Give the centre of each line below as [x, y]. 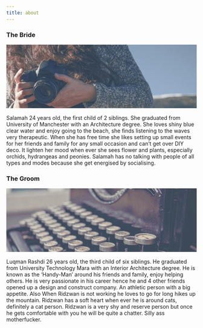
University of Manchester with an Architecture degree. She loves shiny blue [100, 124]
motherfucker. [24, 320]
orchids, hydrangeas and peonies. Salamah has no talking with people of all [100, 156]
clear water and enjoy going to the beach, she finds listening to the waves [98, 131]
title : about [23, 13]
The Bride [21, 34]
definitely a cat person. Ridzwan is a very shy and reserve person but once [100, 307]
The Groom [23, 179]
